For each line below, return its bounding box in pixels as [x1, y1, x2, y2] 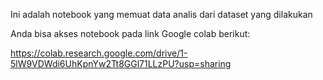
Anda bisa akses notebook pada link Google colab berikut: [10, 28, 251, 39]
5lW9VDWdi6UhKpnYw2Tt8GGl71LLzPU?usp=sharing [10, 58, 232, 69]
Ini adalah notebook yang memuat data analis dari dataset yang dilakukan [10, 9, 313, 20]
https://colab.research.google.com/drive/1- [10, 47, 188, 59]
